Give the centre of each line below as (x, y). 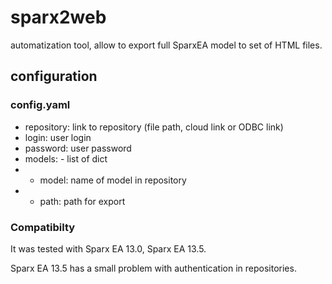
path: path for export (82, 201)
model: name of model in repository (113, 180)
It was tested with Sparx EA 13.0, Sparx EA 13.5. (108, 248)
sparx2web (58, 17)
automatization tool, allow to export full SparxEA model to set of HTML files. (166, 45)
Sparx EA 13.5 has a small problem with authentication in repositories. (153, 268)
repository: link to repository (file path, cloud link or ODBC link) (154, 127)
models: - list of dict (66, 158)
